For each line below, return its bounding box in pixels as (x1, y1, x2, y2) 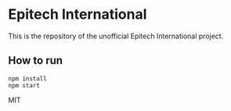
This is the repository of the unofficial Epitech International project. (8, 31, 224, 41)
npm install (8, 74, 47, 83)
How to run (8, 54, 63, 67)
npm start (8, 81, 41, 89)
